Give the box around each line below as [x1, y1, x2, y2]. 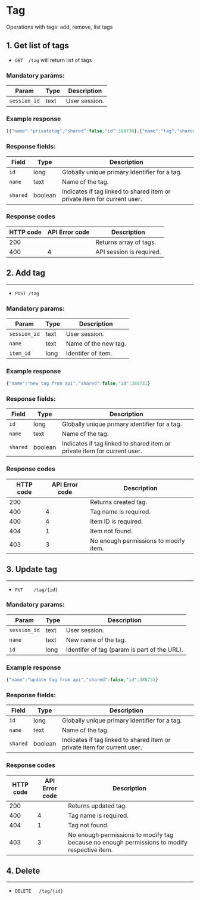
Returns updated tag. [68, 802, 127, 810]
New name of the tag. [65, 636, 126, 644]
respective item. [68, 845, 113, 853]
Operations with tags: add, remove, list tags [6, 23, 113, 30]
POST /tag [14, 290, 40, 296]
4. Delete [6, 865, 40, 876]
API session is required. [95, 248, 161, 256]
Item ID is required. [90, 517, 143, 525]
